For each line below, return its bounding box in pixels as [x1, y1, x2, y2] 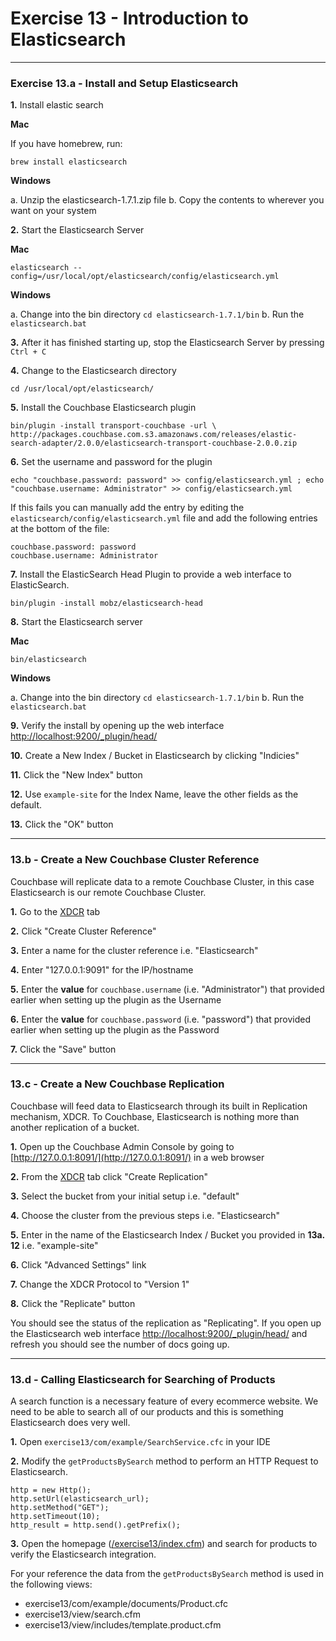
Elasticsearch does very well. [10, 1417, 131, 1429]
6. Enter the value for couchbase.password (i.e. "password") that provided [10, 1013, 311, 1025]
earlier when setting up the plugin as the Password [10, 1023, 220, 1036]
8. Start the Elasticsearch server [10, 616, 143, 628]
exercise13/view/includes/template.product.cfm [24, 1619, 222, 1631]
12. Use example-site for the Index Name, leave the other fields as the [10, 788, 299, 801]
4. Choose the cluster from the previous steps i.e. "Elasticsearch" [10, 1209, 281, 1221]
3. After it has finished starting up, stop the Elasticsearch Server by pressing [10, 337, 325, 349]
